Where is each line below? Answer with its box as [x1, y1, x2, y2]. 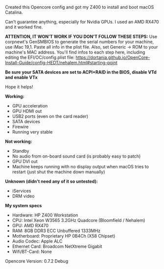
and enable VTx [5, 75, 38, 80]
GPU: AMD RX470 [12, 223, 49, 228]
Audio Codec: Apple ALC [12, 238, 63, 244]
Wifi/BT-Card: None [12, 249, 52, 254]
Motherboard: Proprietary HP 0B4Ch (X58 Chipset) [12, 233, 116, 239]
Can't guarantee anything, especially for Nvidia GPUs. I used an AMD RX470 [5, 19, 159, 25]
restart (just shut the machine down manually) [12, 169, 105, 175]
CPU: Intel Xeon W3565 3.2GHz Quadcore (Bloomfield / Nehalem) [12, 217, 145, 223]
